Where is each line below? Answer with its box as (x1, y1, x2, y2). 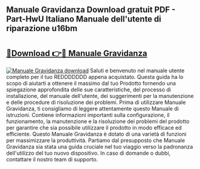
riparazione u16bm (6, 23, 78, 33)
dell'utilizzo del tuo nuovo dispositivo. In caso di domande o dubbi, (6, 149, 171, 156)
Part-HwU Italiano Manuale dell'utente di (6, 14, 162, 24)
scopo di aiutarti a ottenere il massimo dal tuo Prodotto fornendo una (6, 80, 176, 87)
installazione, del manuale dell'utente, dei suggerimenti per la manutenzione (6, 93, 194, 99)
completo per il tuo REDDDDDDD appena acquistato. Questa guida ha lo (6, 73, 184, 80)
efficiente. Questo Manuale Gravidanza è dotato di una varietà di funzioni (6, 131, 187, 137)
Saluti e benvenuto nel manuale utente (90, 67, 184, 74)
